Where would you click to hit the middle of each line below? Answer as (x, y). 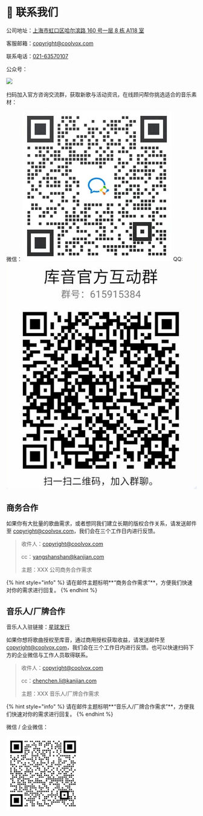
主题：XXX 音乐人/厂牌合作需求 (60, 693)
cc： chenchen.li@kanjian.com (59, 681)
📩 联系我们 (32, 12)
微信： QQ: (95, 259)
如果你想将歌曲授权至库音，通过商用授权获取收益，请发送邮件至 (85, 639)
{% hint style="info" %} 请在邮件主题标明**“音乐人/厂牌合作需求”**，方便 (98, 706)
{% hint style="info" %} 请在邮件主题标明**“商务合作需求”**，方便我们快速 (99, 582)
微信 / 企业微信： (27, 727)
